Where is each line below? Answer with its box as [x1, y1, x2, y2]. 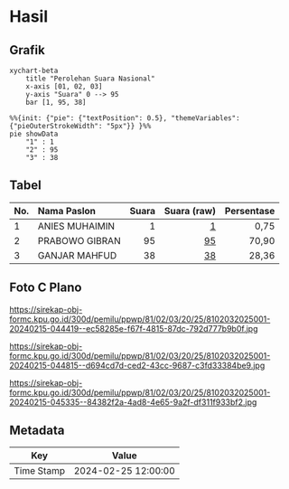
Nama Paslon [37, 204, 97, 217]
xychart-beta [9, 66, 59, 75]
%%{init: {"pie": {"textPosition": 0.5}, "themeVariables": [9, 114, 241, 123]
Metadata [9, 423, 65, 438]
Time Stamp [14, 465, 66, 477]
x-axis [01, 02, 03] [25, 82, 103, 91]
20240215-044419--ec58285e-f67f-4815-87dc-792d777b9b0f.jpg [9, 323, 258, 334]
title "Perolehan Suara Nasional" [25, 74, 155, 83]
